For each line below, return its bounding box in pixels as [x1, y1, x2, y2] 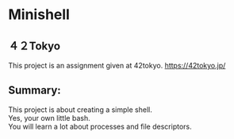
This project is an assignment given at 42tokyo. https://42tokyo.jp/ [8, 61, 226, 70]
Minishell [8, 6, 70, 24]
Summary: [8, 83, 61, 97]
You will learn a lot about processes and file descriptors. [8, 122, 192, 131]
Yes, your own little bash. [8, 113, 90, 122]
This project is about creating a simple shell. [8, 105, 152, 114]
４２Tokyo [8, 39, 61, 52]
